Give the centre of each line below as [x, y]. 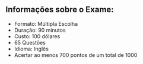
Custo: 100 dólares [37, 36]
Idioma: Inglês [31, 49]
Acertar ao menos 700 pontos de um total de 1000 [76, 55]
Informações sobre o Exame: [60, 10]
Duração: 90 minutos [40, 30]
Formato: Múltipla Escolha [46, 23]
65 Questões [30, 42]
